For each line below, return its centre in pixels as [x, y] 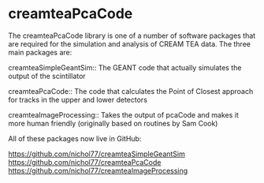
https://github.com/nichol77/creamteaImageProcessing [98, 170]
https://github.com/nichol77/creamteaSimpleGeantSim [97, 154]
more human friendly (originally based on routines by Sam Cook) [113, 123]
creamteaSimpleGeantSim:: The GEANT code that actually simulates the [125, 67]
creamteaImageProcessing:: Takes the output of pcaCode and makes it [123, 114]
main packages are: [40, 52]
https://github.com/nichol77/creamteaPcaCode [85, 162]
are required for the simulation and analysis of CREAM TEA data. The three [129, 43]
